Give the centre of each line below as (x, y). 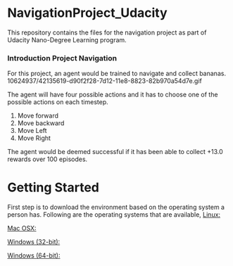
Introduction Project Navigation (62, 58)
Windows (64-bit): (34, 255)
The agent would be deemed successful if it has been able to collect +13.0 (115, 152)
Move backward (41, 123)
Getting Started (53, 188)
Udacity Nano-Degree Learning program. (67, 39)
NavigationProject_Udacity (87, 13)
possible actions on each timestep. (58, 102)
